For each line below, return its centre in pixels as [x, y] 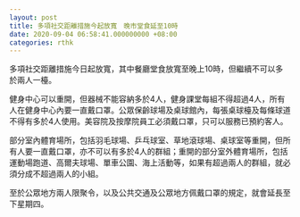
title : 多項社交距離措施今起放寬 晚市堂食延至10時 [94, 26]
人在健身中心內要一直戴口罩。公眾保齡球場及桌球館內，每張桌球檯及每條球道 [150, 110]
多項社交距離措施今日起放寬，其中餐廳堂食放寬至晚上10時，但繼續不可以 [142, 69]
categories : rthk [42, 42]
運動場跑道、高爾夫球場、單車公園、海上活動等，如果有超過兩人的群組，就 [146, 163]
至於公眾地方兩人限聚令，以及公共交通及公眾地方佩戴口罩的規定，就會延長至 [150, 193]
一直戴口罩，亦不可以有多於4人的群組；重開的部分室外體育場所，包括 [160, 152]
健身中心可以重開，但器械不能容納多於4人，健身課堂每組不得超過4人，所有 [147, 99]
